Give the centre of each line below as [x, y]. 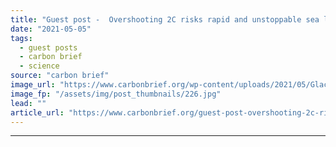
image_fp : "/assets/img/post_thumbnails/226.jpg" [116, 94]
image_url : [33, 85]
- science [39, 66]
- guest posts [48, 47]
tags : [21, 38]
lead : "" [28, 103]
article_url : [37, 112]
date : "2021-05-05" [51, 29]
